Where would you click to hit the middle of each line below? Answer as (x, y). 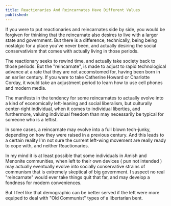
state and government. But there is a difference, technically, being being (81, 40)
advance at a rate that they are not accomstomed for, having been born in (83, 71)
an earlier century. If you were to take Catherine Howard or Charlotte (78, 77)
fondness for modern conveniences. (43, 183)
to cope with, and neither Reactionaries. (47, 145)
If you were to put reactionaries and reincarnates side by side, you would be (85, 29)
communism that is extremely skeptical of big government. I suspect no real (85, 172)
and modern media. (26, 88)
